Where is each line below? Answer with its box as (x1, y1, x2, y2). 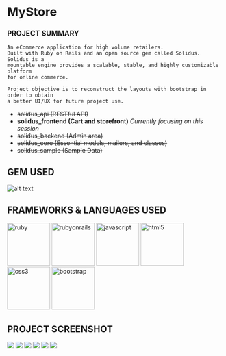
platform (7, 68, 32, 75)
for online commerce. (7, 74, 69, 81)
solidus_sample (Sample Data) (16, 147, 103, 155)
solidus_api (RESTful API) (16, 110, 89, 118)
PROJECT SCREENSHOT (7, 323, 113, 335)
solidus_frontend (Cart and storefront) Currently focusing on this (16, 117, 203, 125)
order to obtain (7, 92, 53, 99)
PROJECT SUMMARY (7, 29, 79, 38)
